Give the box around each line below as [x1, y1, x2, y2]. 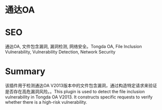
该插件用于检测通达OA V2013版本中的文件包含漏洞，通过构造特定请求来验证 [5, 83, 157, 89]
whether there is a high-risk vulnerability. [5, 99, 88, 105]
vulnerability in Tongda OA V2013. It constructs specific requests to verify [5, 94, 153, 100]
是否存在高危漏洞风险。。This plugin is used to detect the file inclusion [5, 89, 145, 94]
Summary [5, 66, 45, 77]
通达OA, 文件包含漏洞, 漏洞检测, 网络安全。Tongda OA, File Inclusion [5, 44, 142, 49]
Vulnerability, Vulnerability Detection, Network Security [5, 49, 116, 55]
